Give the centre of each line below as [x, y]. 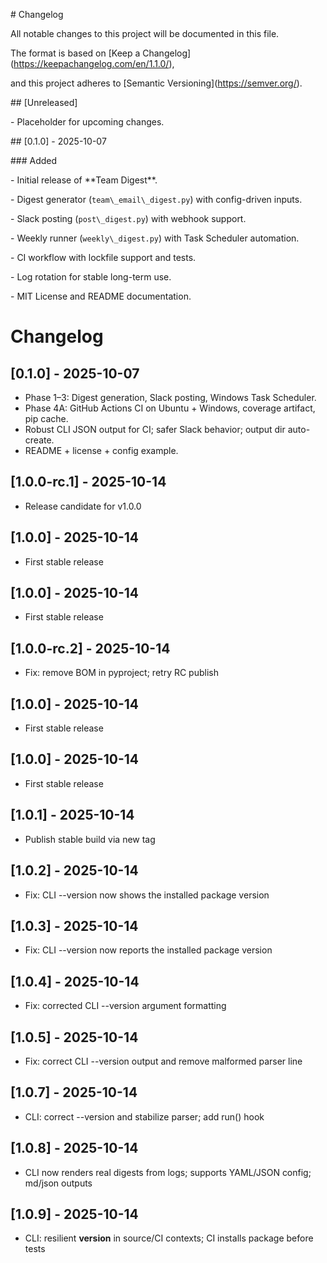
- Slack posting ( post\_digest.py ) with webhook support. [128, 218]
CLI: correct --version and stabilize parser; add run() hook [144, 1116]
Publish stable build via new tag [90, 839]
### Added [34, 160]
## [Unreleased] [44, 102]
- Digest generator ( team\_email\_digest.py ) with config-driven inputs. [156, 199]
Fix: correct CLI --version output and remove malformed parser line [163, 1061]
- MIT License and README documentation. [101, 296]
